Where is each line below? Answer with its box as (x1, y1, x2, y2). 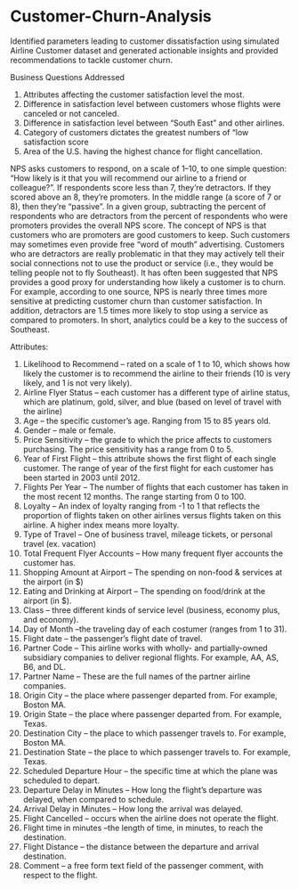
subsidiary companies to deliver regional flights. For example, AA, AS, (22, 652, 279, 663)
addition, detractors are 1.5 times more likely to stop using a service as (10, 305, 269, 315)
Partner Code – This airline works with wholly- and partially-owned (22, 642, 268, 653)
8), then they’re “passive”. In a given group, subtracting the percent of (10, 200, 266, 211)
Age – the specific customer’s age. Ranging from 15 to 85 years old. (22, 415, 271, 426)
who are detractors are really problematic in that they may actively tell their (10, 248, 285, 259)
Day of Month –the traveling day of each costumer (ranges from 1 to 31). (22, 624, 287, 634)
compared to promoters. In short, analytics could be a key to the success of (10, 314, 288, 325)
